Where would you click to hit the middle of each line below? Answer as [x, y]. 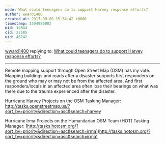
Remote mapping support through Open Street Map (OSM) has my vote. [78, 70]
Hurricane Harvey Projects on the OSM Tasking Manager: [63, 101]
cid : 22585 [16, 32]
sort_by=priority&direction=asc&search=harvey [53, 111]
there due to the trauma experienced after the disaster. [60, 91]
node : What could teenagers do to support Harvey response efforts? [77, 10]
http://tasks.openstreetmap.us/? [38, 106]
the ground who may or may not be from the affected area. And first [74, 81]
